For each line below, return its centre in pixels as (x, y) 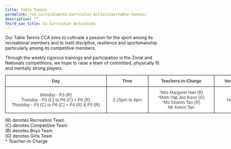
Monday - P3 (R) (56, 95)
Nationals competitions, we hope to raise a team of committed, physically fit (82, 63)
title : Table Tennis (26, 10)
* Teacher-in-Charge (26, 141)
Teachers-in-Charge (181, 81)
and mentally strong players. (34, 68)
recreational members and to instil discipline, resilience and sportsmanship (81, 43)
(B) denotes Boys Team (29, 131)
